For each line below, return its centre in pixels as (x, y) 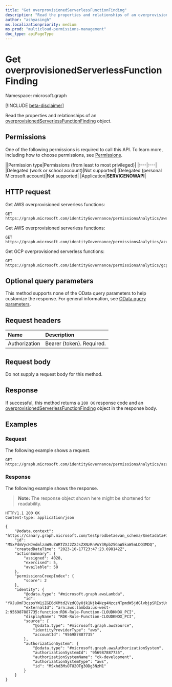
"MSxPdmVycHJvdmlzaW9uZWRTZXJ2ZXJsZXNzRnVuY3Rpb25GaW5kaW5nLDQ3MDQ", (81, 545)
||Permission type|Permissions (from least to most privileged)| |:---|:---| (81, 165)
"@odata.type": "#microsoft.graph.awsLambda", (74, 594)
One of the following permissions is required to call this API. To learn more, (84, 149)
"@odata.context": (34, 531)
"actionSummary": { (35, 553)
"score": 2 (35, 581)
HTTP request (28, 192)
